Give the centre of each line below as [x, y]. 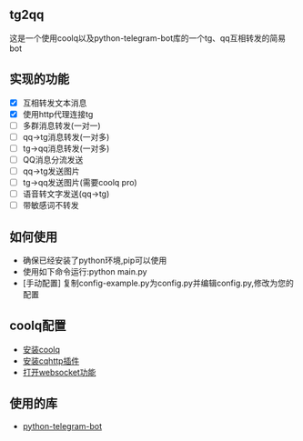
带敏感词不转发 [50, 205]
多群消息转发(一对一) [61, 125]
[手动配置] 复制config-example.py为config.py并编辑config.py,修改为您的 [158, 283]
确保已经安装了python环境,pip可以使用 [95, 261]
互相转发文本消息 [55, 103]
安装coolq [41, 349]
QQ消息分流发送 [53, 159]
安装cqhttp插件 [51, 361]
